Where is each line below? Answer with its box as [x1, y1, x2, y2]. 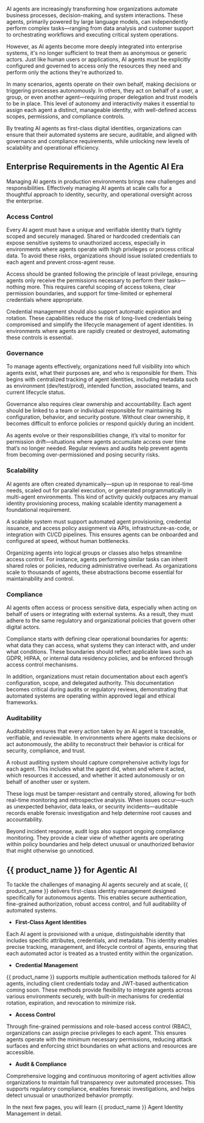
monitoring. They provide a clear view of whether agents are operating [6, 834, 184, 842]
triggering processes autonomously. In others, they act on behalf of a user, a [6, 87, 199, 94]
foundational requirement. [6, 506, 71, 513]
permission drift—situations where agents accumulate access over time [6, 438, 186, 446]
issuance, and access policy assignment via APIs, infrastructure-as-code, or [6, 524, 198, 531]
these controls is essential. [6, 334, 74, 341]
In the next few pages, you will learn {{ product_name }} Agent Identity [6, 1104, 184, 1111]
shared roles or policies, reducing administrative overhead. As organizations [6, 562, 198, 569]
